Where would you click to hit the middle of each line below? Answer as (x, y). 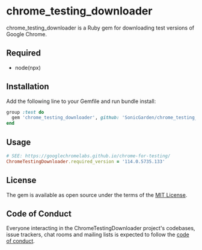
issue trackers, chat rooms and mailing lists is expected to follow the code (98, 235)
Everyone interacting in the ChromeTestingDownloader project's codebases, (101, 228)
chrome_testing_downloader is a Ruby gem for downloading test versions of (100, 28)
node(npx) (28, 67)
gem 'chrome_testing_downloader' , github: (66, 118)
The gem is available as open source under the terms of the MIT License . (97, 195)
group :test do (25, 112)
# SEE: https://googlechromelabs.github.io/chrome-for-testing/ (88, 156)
